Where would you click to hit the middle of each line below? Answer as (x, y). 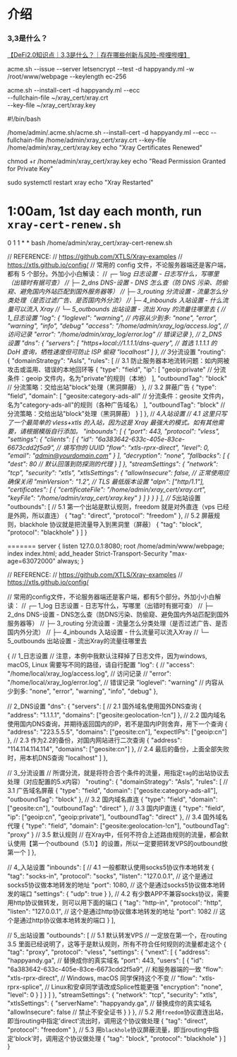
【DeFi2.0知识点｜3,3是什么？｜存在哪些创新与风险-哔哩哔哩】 (99, 55)
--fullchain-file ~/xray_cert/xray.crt (58, 98)
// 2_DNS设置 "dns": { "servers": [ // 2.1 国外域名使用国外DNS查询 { (105, 706)
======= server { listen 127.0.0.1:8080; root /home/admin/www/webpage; (116, 546)
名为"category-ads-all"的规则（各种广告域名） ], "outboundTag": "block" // (116, 405)
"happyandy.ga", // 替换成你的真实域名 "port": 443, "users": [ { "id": (106, 960)
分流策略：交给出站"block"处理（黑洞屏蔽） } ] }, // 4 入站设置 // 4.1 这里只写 (117, 414)
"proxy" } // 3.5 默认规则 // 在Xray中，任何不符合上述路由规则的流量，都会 (115, 835)
